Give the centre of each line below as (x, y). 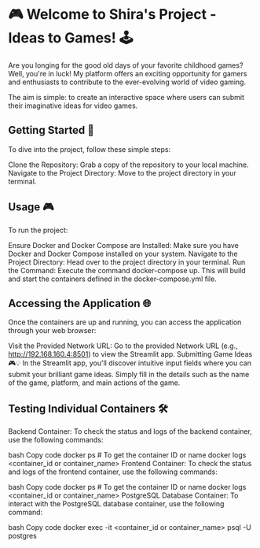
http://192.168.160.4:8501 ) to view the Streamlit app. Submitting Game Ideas (130, 354)
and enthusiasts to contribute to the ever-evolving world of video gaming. (127, 82)
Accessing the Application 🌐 (80, 303)
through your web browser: (52, 331)
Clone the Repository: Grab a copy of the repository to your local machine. (128, 165)
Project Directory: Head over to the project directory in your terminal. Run (127, 262)
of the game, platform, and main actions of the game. (94, 383)
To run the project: (38, 230)
